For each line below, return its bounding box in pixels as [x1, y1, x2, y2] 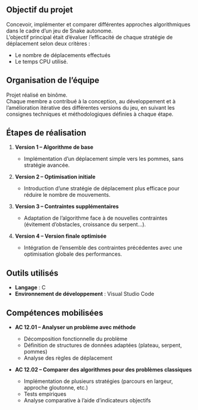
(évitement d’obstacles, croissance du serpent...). [23, 221, 147, 228]
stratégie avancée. [23, 161, 70, 169]
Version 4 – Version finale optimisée [14, 232, 106, 240]
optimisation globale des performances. [23, 250, 123, 258]
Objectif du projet [6, 5, 74, 15]
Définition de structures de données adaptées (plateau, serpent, [23, 342, 182, 349]
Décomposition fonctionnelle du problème [23, 336, 127, 343]
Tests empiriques [23, 390, 67, 398]
